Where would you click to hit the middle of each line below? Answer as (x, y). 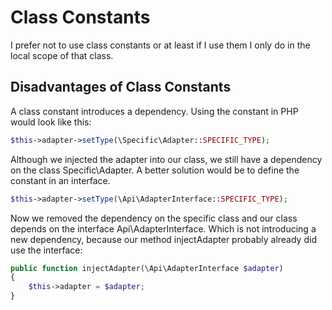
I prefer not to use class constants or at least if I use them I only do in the (160, 45)
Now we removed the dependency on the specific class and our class (154, 218)
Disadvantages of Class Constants (121, 87)
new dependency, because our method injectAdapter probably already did (163, 239)
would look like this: (51, 122)
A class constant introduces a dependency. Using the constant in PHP (154, 111)
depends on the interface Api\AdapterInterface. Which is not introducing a (163, 228)
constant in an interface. (60, 180)
